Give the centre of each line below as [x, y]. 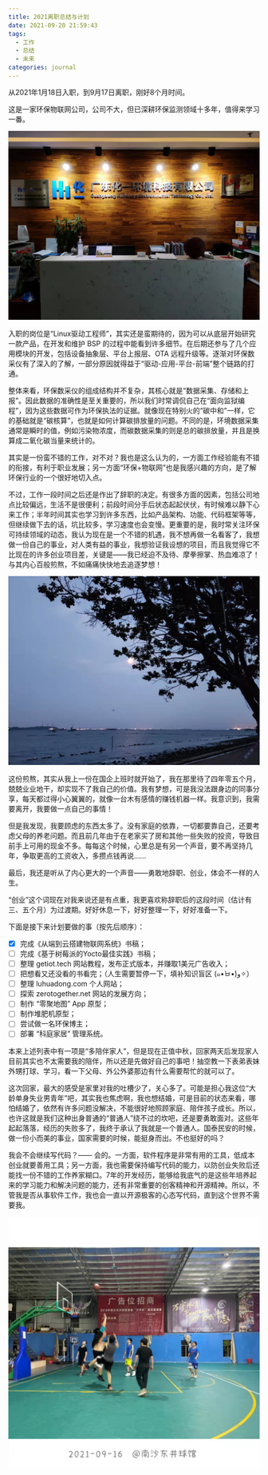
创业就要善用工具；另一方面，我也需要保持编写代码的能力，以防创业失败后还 [134, 1165]
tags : [17, 34]
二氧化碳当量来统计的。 [61, 441]
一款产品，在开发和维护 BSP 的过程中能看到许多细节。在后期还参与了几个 [129, 343]
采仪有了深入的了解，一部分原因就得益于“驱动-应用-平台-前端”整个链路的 [128, 363]
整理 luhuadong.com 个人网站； [72, 984]
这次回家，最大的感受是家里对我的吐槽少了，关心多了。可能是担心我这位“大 [132, 1088]
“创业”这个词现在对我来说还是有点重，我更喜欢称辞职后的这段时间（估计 [127, 899]
